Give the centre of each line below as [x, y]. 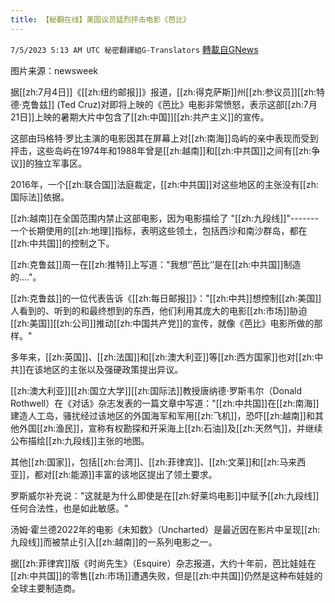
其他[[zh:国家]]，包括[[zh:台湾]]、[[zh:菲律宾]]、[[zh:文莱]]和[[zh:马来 [154, 462]
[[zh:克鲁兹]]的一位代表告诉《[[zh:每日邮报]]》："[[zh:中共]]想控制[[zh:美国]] [166, 298]
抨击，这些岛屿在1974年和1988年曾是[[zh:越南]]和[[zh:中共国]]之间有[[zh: [161, 150]
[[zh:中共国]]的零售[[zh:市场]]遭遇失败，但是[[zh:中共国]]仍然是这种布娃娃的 [166, 575]
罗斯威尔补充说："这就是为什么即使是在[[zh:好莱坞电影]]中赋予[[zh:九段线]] [165, 495]
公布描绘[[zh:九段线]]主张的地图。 [80, 440]
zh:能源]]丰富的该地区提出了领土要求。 [138, 474]
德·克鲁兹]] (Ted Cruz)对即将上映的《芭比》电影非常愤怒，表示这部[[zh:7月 [164, 104]
